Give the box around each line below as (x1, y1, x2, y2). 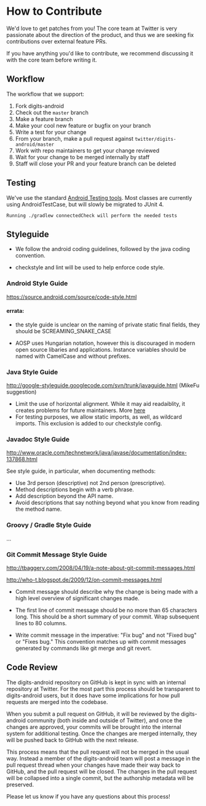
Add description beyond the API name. (15, 492, 114, 500)
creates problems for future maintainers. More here (15, 407, 146, 414)
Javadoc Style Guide (6, 435, 69, 444)
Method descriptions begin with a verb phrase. (15, 486, 134, 493)
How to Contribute (6, 4, 103, 18)
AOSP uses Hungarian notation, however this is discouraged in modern (15, 339, 196, 347)
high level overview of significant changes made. (15, 595, 140, 602)
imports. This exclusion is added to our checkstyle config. (15, 420, 162, 427)
